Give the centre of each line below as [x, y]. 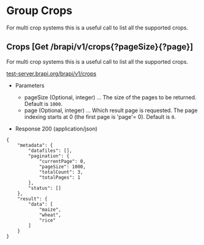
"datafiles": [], [50, 151]
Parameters [30, 85]
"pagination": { [49, 156]
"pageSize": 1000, [62, 167]
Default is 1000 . [43, 104]
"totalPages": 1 [60, 177]
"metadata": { [35, 145]
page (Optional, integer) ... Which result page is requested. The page [111, 110]
